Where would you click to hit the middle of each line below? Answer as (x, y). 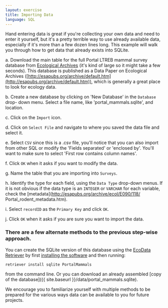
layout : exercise (24, 10)
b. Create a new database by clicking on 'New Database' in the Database (81, 97)
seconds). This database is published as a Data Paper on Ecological (76, 71)
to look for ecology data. (31, 87)
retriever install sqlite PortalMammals (49, 264)
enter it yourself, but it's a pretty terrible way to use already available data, (83, 39)
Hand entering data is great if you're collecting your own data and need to (82, 34)
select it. (14, 133)
